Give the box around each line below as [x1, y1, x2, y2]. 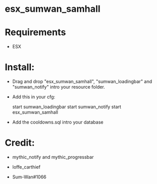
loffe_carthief [12, 164, 41, 170]
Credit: [5, 137, 35, 149]
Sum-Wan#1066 [12, 174, 47, 180]
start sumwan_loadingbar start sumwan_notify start [12, 104, 122, 110]
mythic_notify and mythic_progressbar [12, 154, 94, 160]
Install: [5, 62, 35, 73]
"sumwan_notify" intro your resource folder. [12, 84, 106, 90]
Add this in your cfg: [12, 94, 55, 100]
